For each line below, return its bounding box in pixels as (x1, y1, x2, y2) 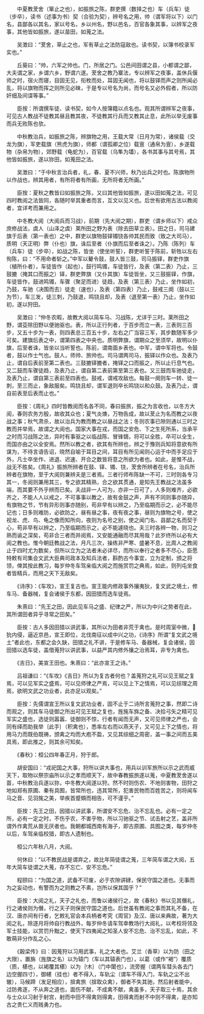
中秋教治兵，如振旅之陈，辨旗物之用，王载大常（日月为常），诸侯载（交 (16, 133, 195, 140)
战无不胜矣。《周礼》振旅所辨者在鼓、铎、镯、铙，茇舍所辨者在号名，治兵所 (6, 464, 195, 470)
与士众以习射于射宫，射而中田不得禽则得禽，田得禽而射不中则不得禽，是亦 (6, 993, 192, 1001)
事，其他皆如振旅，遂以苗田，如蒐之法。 (6, 28, 107, 35)
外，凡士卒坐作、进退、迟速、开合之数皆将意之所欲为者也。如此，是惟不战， (6, 456, 198, 463)
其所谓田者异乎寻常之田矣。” (6, 611, 76, 618)
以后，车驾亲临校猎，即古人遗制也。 (6, 830, 97, 837)
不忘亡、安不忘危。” (64, 863, 113, 871)
